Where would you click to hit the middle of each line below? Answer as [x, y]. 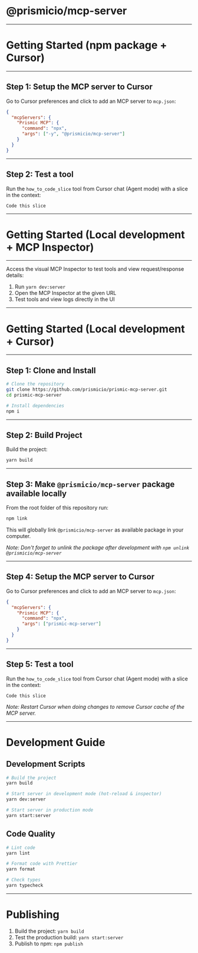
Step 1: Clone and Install [51, 370]
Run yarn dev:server [40, 287]
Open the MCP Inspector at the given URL [65, 293]
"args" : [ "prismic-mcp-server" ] [61, 624]
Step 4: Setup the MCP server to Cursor [80, 577]
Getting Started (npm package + [87, 45]
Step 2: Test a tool [40, 175]
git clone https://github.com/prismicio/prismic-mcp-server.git [87, 390]
